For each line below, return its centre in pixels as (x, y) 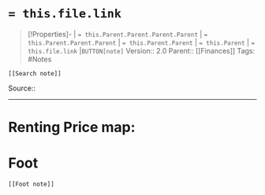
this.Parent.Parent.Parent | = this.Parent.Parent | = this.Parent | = (141, 42)
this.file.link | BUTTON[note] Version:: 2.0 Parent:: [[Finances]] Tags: (141, 50)
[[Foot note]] (32, 184)
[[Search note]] (35, 73)
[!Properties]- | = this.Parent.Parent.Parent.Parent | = (118, 34)
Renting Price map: (72, 127)
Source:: (22, 88)
